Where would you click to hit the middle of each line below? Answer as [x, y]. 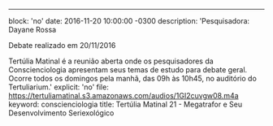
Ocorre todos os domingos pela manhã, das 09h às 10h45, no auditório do [133, 78]
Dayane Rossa [32, 30]
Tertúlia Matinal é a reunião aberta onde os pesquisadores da [111, 61]
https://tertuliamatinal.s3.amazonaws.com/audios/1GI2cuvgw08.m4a [123, 96]
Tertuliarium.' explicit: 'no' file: [59, 87]
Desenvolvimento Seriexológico [61, 113]
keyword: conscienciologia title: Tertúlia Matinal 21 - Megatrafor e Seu [125, 104]
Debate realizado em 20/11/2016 [62, 45]
